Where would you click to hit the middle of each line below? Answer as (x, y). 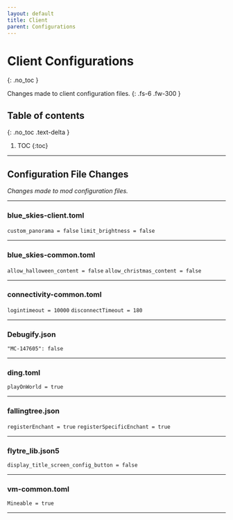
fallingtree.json (34, 411)
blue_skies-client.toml (46, 215)
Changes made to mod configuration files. (68, 190)
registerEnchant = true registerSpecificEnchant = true (89, 427)
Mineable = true (31, 504)
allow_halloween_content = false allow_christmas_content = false (104, 271)
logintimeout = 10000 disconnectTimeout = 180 (75, 310)
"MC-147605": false (35, 349)
